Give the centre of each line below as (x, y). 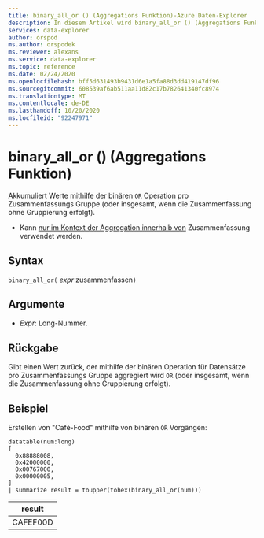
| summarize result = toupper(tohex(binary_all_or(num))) (105, 490)
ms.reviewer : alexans (44, 52)
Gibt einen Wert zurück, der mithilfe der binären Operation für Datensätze (127, 367)
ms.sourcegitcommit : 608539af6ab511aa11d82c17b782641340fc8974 (114, 89)
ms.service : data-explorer (52, 60)
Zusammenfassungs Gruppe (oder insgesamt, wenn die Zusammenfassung (130, 204)
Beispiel (28, 408)
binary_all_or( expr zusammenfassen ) (72, 280)
